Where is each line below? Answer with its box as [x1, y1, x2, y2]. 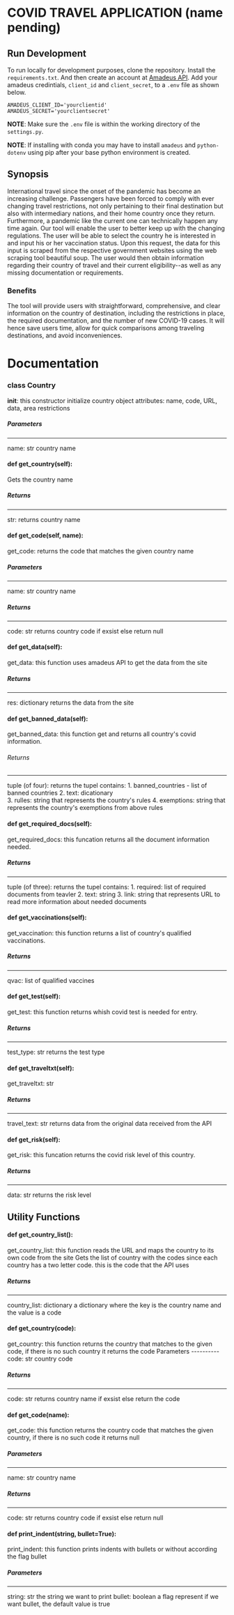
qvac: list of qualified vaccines [7, 976, 95, 984]
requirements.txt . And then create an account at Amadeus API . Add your [7, 73, 218, 82]
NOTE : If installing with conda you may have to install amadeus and [7, 141, 196, 149]
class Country [7, 381, 56, 390]
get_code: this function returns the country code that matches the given [7, 1426, 214, 1434]
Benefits [7, 286, 37, 296]
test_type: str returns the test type [7, 1048, 105, 1056]
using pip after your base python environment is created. [27, 148, 191, 156]
